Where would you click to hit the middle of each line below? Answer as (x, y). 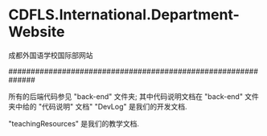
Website (37, 32)
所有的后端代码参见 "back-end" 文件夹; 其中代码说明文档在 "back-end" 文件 (134, 96)
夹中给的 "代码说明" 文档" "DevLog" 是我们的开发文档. (98, 106)
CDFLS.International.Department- (124, 15)
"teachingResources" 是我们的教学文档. (74, 123)
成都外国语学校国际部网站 (51, 55)
